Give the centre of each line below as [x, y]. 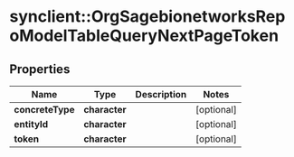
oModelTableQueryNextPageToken [144, 36]
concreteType [44, 110]
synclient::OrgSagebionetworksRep [147, 17]
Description [161, 94]
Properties [40, 69]
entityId [31, 124]
